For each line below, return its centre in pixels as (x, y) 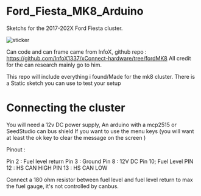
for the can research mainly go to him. (54, 65)
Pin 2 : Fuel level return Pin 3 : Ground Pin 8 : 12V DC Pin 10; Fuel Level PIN (100, 161)
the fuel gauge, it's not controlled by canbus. (62, 186)
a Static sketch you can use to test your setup (64, 83)
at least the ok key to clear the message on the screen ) (76, 137)
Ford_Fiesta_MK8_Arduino (75, 11)
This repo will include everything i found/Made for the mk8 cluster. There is (101, 76)
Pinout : (16, 149)
